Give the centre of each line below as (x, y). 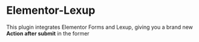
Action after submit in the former (48, 33)
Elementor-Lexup (51, 10)
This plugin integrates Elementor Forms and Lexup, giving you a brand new (100, 27)
